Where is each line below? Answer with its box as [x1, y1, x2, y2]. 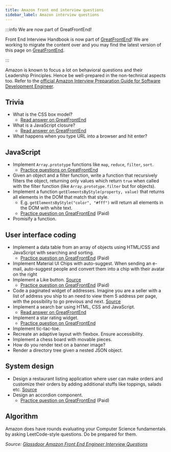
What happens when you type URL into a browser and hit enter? [12, 133, 148, 139]
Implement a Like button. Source [12, 276, 82, 282]
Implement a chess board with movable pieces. [12, 336, 112, 342]
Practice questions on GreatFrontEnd [20, 167, 99, 173]
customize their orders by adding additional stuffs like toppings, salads [12, 381, 162, 387]
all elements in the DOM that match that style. [12, 194, 109, 200]
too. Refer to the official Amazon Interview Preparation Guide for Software [5, 78, 161, 84]
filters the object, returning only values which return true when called [12, 178, 159, 184]
